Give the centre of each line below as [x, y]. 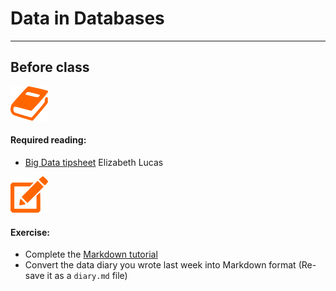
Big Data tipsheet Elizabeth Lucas [94, 162]
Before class [50, 67]
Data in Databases [87, 18]
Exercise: [30, 232]
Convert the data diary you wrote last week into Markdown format [160, 265]
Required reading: [48, 140]
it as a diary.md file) [87, 276]
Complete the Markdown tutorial [91, 254]
